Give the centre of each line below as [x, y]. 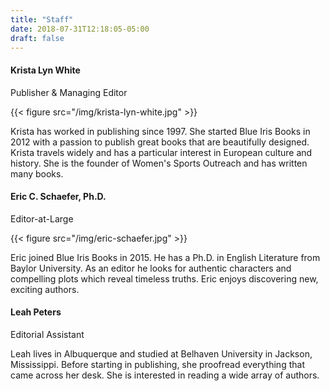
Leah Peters [36, 312]
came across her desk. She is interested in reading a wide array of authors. [165, 375]
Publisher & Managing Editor [69, 92]
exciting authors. [45, 289]
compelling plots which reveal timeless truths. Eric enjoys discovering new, [164, 278]
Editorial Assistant [47, 334]
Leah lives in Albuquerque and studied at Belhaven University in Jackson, [161, 353]
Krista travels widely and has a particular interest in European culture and [161, 152]
